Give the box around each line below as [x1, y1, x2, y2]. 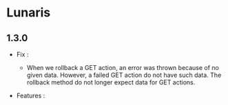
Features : [16, 91, 45, 100]
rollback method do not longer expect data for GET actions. [26, 78, 196, 86]
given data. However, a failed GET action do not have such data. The [26, 71, 222, 79]
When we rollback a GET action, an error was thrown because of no [26, 64, 220, 71]
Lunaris [6, 5, 51, 21]
